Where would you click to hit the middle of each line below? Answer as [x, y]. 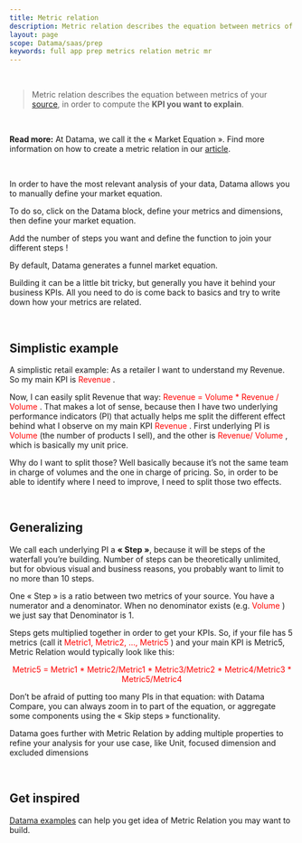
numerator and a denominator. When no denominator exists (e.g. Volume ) [147, 605]
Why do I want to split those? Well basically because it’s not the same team [149, 462]
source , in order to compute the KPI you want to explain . [137, 104]
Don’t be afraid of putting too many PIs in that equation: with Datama [137, 696]
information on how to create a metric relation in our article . [120, 149]
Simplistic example [64, 348]
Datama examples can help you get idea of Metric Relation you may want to [150, 820]
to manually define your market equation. [86, 194]
